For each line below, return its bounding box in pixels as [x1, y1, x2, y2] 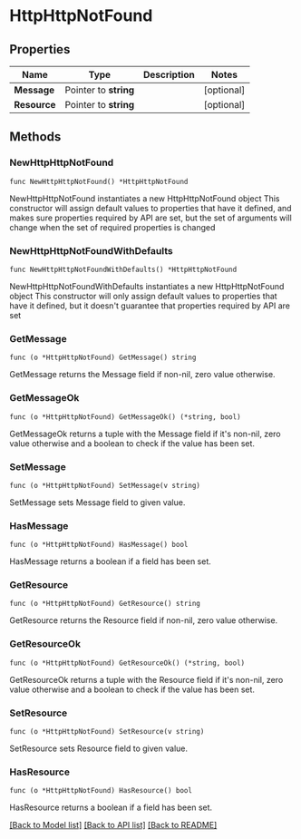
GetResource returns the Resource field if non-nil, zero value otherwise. [9, 615, 278, 626]
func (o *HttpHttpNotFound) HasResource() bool [9, 786, 193, 795]
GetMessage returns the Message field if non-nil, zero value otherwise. [9, 369, 276, 380]
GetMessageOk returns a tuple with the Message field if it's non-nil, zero [9, 428, 281, 439]
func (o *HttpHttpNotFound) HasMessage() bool [9, 541, 189, 550]
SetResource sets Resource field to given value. [9, 743, 189, 754]
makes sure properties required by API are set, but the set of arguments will [9, 212, 292, 223]
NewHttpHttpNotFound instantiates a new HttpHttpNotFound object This [9, 192, 280, 204]
